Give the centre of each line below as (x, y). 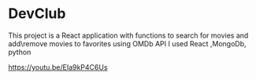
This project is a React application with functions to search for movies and (128, 35)
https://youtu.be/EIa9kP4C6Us (58, 67)
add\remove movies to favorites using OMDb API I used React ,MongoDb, (127, 43)
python (20, 52)
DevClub (37, 14)
